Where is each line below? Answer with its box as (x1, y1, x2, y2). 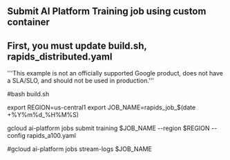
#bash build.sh (7, 90, 50, 98)
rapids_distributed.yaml (7, 51, 113, 62)
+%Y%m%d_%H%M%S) (7, 111, 79, 119)
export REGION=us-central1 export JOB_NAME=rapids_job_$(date (7, 103, 196, 112)
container (7, 17, 50, 28)
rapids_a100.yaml (26, 132, 76, 140)
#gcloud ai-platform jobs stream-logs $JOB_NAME (7, 145, 152, 153)
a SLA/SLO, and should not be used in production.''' (7, 76, 154, 85)
